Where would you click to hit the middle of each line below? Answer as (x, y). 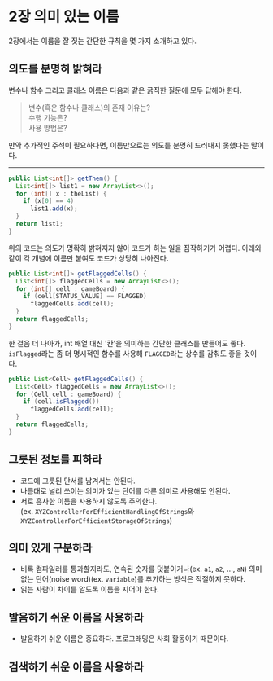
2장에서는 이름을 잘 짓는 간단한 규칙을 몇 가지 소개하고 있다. (103, 41)
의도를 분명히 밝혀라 (55, 69)
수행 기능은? (48, 117)
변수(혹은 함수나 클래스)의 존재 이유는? (89, 108)
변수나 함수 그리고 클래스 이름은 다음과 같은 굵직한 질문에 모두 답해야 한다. (125, 90)
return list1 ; (39, 224)
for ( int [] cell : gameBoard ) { (71, 289)
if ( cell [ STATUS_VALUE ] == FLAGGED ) (85, 297)
